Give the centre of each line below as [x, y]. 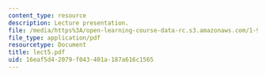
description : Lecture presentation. [68, 23]
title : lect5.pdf [37, 52]
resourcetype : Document [47, 45]
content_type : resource [47, 15]
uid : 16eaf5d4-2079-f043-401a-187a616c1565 [81, 60]
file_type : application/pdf [55, 38]
